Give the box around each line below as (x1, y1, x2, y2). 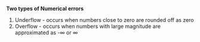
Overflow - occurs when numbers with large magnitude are (14, 23, 161, 30)
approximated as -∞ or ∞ (14, 29, 78, 36)
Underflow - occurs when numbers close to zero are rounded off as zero (14, 17, 194, 23)
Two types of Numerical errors (6, 5, 84, 12)
